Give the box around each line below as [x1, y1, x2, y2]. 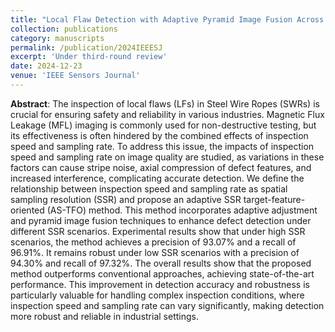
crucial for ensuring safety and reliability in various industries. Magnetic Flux [10, 108, 325, 120]
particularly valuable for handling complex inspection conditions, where [10, 289, 305, 301]
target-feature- [243, 193, 306, 205]
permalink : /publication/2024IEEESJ [10, 42, 163, 53]
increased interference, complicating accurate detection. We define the [10, 172, 305, 184]
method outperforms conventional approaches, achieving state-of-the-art [10, 267, 315, 280]
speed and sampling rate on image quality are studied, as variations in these [10, 151, 325, 163]
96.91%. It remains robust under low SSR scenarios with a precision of [10, 246, 300, 258]
